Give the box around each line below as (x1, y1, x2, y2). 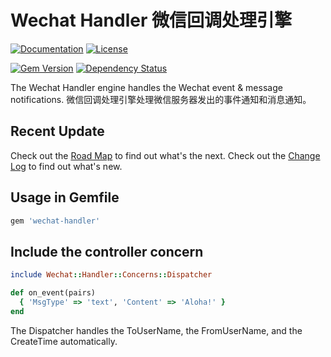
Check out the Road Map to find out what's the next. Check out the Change (10, 149, 321, 161)
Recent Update (10, 123, 105, 140)
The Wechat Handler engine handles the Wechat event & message (10, 81, 283, 93)
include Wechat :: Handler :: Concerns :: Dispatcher (10, 270, 213, 280)
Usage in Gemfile (10, 189, 120, 206)
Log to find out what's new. (10, 160, 123, 172)
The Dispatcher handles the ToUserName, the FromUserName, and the (10, 324, 303, 336)
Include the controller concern (10, 243, 204, 260)
